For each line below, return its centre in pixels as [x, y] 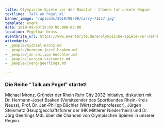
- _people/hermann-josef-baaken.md [41, 50]
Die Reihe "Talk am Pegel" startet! [46, 85]
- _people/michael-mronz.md [33, 45]
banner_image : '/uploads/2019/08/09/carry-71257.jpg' [61, 18]
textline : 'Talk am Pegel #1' [36, 14]
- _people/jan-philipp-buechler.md [41, 54]
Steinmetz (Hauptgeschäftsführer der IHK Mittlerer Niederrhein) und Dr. [76, 110]
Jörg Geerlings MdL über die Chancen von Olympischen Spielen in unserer [80, 115]
